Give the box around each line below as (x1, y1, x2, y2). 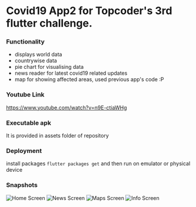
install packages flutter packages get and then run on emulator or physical (6, 160, 191, 167)
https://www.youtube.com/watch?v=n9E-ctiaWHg (6, 104, 127, 111)
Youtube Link (6, 91, 45, 99)
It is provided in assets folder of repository (6, 132, 109, 139)
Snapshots (6, 181, 38, 189)
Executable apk (6, 119, 51, 127)
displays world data (14, 51, 62, 58)
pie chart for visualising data (14, 64, 84, 71)
